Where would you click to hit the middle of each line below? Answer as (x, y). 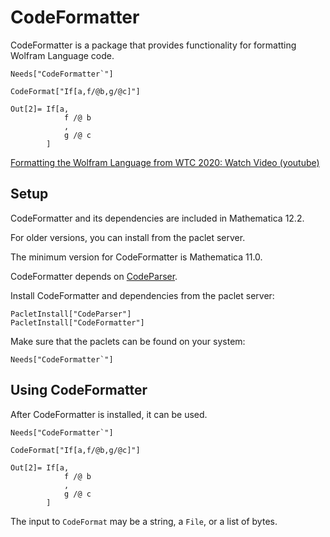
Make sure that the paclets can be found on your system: (128, 341)
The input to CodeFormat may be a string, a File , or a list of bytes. (144, 521)
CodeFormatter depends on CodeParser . (94, 276)
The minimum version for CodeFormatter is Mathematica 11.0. (136, 257)
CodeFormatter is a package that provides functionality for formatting (153, 45)
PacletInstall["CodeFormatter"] (77, 322)
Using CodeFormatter (79, 390)
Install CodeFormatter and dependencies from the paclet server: (142, 295)
